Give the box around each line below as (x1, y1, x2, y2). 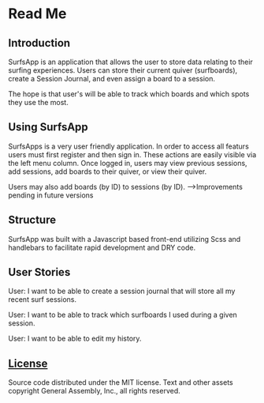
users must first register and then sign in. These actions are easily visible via (8, 149, 257, 159)
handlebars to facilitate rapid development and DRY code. (8, 243, 195, 252)
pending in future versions (8, 190, 94, 200)
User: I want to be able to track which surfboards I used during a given (8, 310, 238, 320)
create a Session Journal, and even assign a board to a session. (8, 74, 215, 83)
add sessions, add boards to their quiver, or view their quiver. (8, 167, 207, 176)
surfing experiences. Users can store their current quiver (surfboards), (8, 66, 238, 75)
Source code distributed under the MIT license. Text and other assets (8, 378, 234, 387)
